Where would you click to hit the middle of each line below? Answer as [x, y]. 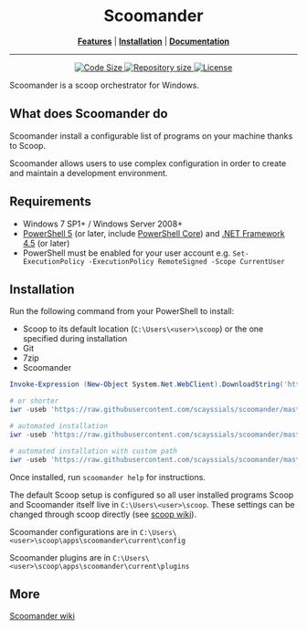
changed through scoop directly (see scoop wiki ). [103, 514]
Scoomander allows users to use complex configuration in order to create [148, 163]
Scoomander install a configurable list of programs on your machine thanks [151, 136]
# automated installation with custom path [94, 451]
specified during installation [75, 339]
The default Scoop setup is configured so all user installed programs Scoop [152, 495]
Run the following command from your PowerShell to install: [122, 311]
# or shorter [34, 401]
